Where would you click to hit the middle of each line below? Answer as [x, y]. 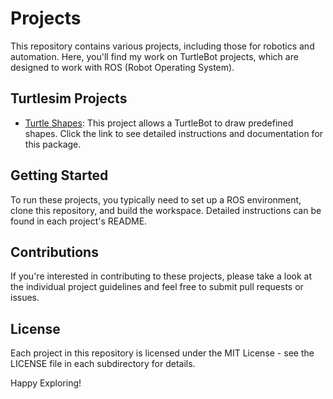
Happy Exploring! [46, 383]
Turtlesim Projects [69, 98]
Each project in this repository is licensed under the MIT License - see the [162, 353]
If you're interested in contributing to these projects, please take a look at [161, 276]
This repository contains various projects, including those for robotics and [162, 46]
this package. [53, 144]
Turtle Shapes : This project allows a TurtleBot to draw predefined [159, 123]
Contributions [54, 252]
